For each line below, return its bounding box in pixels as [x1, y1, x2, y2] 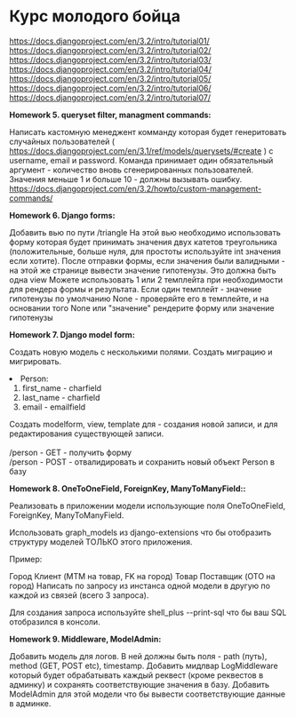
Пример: [9, 554, 43, 564]
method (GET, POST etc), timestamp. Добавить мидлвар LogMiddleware [9, 660, 278, 671]
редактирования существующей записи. [9, 428, 164, 439]
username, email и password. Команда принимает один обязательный [9, 155, 274, 165]
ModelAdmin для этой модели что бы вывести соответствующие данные [9, 689, 286, 699]
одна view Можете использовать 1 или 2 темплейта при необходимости [9, 274, 284, 285]
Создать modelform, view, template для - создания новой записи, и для [9, 418, 278, 429]
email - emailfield [21, 402, 86, 412]
